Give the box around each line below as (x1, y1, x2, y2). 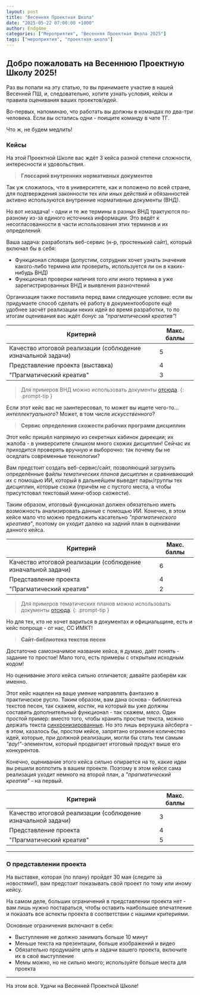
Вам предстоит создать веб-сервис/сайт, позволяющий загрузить (6, 464, 176, 471)
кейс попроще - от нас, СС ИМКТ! (6, 625, 93, 632)
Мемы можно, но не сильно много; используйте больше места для (14, 959, 186, 966)
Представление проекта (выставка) (9, 361, 114, 370)
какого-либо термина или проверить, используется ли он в (14, 263, 167, 270)
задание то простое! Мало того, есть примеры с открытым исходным (6, 654, 184, 661)
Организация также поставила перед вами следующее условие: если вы (6, 293, 193, 301)
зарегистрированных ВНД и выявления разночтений (14, 282, 150, 289)
